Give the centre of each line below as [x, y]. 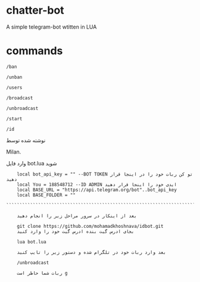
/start [14, 119]
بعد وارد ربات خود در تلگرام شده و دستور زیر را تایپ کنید [92, 252]
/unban [14, 77]
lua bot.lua [32, 242]
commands [35, 51]
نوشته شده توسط [26, 140]
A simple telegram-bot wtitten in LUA [51, 27]
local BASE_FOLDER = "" [46, 195]
